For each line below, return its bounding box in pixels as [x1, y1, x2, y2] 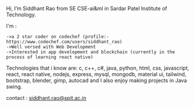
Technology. [6, 11, 37, 18]
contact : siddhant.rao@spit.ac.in [6, 95, 87, 101]
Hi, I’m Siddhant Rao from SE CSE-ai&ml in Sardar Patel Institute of [6, 5, 167, 12]
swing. [6, 83, 22, 90]
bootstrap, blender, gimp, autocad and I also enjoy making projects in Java [6, 77, 187, 84]
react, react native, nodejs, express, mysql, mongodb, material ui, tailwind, [6, 71, 187, 78]
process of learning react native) [6, 54, 94, 60]
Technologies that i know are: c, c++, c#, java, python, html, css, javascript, [6, 64, 190, 71]
